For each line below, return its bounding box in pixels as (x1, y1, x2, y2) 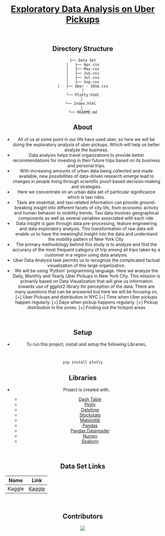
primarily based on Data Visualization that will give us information (20, 278, 153, 284)
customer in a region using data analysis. (45, 252, 128, 258)
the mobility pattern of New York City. (48, 236, 125, 242)
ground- (139, 199, 157, 205)
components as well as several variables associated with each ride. (18, 215, 155, 221)
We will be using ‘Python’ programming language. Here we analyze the (14, 268, 159, 273)
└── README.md (68, 110, 98, 115)
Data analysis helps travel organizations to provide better (29, 152, 144, 158)
